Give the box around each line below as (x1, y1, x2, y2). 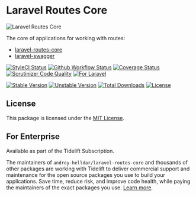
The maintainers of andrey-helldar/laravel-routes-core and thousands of (6, 159, 188, 166)
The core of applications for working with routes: (6, 34, 126, 41)
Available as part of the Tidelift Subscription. (6, 147, 114, 154)
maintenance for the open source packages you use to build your (6, 171, 166, 178)
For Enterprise (6, 131, 60, 142)
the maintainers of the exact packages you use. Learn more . (6, 184, 153, 191)
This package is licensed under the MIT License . (6, 114, 124, 121)
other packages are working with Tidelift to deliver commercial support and (6, 165, 190, 172)
